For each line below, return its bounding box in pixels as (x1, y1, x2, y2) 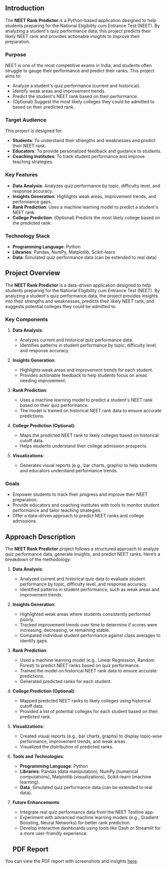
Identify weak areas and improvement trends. (12, 88, 106, 94)
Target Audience (5, 117, 46, 124)
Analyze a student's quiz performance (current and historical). (12, 83, 141, 89)
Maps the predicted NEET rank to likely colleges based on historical (19, 432, 159, 438)
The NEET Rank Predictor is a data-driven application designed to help (5, 282, 151, 288)
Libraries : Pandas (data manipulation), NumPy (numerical (19, 768, 138, 774)
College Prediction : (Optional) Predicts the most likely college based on (12, 215, 161, 221)
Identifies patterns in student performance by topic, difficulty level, (19, 342, 158, 348)
